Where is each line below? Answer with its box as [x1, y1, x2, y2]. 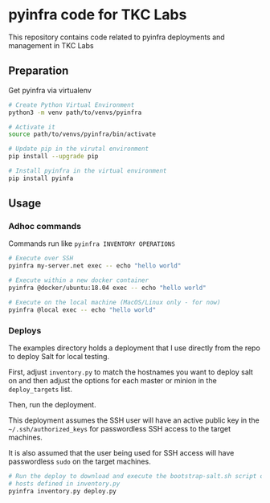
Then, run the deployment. [8, 399, 96, 409]
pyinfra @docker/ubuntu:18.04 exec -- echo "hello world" [8, 284, 207, 292]
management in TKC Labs [8, 40, 94, 50]
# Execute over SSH [8, 255, 74, 263]
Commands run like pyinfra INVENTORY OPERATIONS [8, 239, 175, 248]
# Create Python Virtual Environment [8, 100, 135, 109]
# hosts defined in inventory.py [8, 480, 121, 488]
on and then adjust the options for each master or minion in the [8, 375, 217, 385]
